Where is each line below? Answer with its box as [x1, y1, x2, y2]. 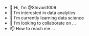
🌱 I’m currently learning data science [9, 15, 84, 20]
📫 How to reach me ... [9, 26, 55, 31]
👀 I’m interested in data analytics [9, 10, 76, 16]
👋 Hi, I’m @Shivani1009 [9, 5, 57, 10]
